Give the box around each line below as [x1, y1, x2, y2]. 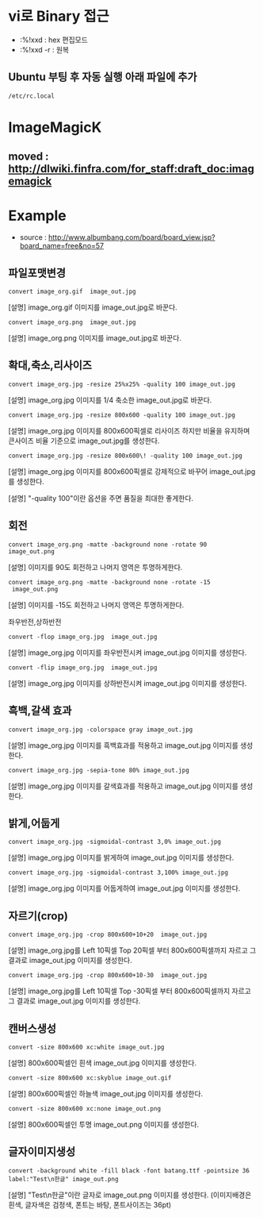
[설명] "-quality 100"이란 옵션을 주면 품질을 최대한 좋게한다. [8, 493, 194, 503]
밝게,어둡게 [8, 816, 60, 830]
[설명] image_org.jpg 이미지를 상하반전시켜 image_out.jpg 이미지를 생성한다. [8, 678, 247, 687]
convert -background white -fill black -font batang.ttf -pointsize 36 [8, 1166, 250, 1175]
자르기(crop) [8, 909, 69, 922]
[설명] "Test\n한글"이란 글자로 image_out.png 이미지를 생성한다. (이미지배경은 [8, 1190, 252, 1200]
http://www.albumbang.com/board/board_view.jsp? [48, 233, 215, 242]
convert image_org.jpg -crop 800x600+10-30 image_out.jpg [8, 972, 208, 980]
